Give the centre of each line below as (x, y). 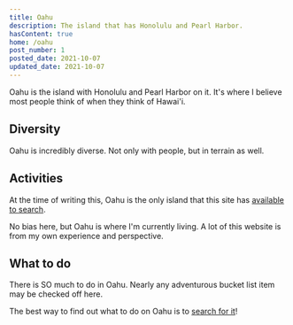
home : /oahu (31, 42)
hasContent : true (41, 34)
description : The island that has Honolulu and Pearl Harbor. (126, 26)
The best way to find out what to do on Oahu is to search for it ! (123, 312)
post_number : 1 (37, 50)
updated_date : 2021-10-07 (57, 67)
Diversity (35, 129)
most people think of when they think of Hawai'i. (97, 101)
